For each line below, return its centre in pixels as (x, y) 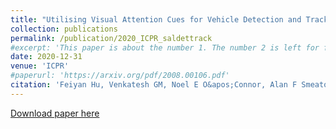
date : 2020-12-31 (46, 57)
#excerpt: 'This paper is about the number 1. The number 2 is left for (165, 47)
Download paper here (55, 113)
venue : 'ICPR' (40, 66)
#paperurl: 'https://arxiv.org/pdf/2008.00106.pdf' (120, 76)
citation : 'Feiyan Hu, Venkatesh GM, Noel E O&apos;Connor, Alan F (154, 85)
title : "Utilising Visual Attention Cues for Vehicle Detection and (156, 19)
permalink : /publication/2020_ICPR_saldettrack (111, 38)
